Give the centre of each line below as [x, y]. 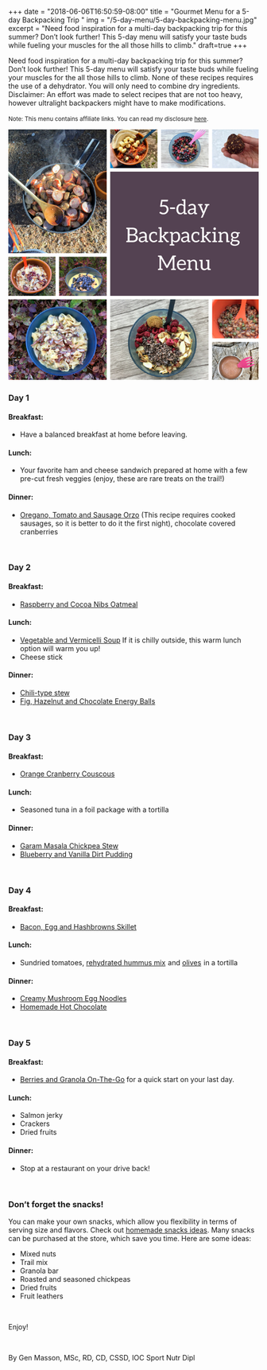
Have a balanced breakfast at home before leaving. [104, 435]
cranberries [39, 531]
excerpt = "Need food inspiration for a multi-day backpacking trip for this [128, 28]
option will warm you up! [60, 648]
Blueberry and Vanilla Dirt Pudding [76, 854]
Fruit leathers [41, 1296]
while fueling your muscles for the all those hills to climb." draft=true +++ [128, 45]
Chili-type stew [44, 693]
